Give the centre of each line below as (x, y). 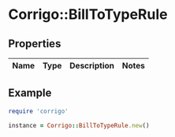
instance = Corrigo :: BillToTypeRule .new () (79, 125)
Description (92, 66)
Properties (35, 44)
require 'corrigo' (38, 111)
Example (30, 93)
